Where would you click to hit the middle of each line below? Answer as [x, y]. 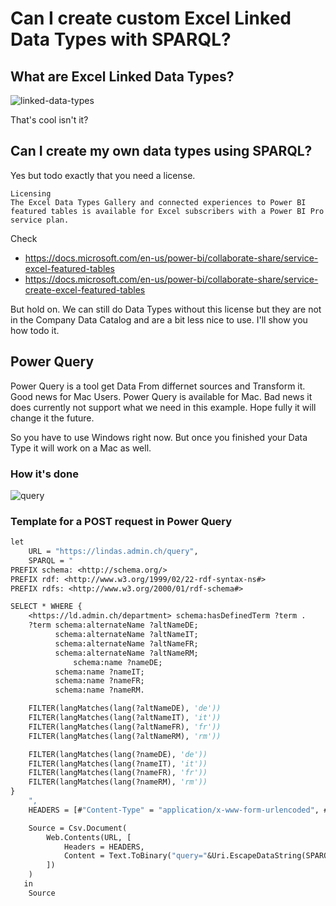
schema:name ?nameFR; [99, 681]
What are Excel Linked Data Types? [122, 76]
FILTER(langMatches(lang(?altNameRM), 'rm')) [125, 736]
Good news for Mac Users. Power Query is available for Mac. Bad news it [161, 396]
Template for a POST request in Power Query [121, 521]
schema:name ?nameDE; [118, 662]
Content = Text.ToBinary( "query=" [135, 856]
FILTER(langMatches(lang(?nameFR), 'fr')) [118, 773]
